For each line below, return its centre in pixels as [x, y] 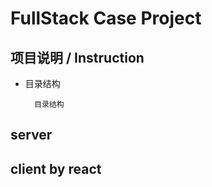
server [31, 135]
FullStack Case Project [106, 18]
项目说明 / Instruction [77, 57]
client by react [56, 168]
